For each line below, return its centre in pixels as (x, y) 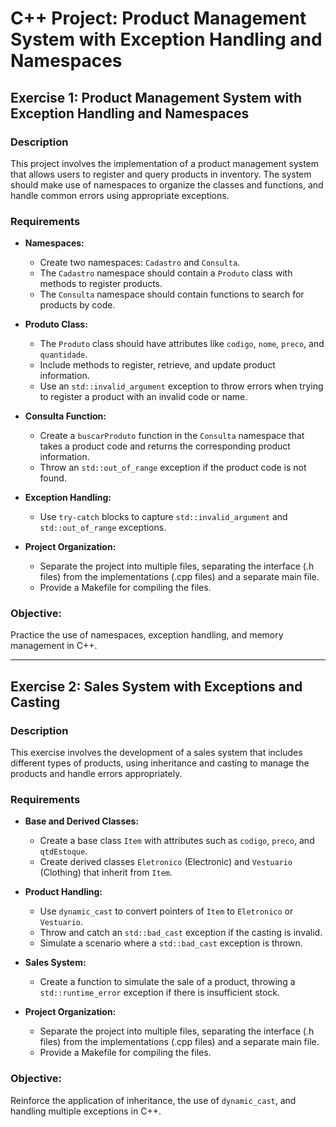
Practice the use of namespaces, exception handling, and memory (147, 635)
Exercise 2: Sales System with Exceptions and (156, 686)
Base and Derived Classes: (82, 821)
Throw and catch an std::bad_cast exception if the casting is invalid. (181, 933)
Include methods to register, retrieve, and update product (157, 365)
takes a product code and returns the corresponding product (165, 446)
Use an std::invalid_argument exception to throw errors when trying (181, 386)
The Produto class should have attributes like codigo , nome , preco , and (182, 344)
